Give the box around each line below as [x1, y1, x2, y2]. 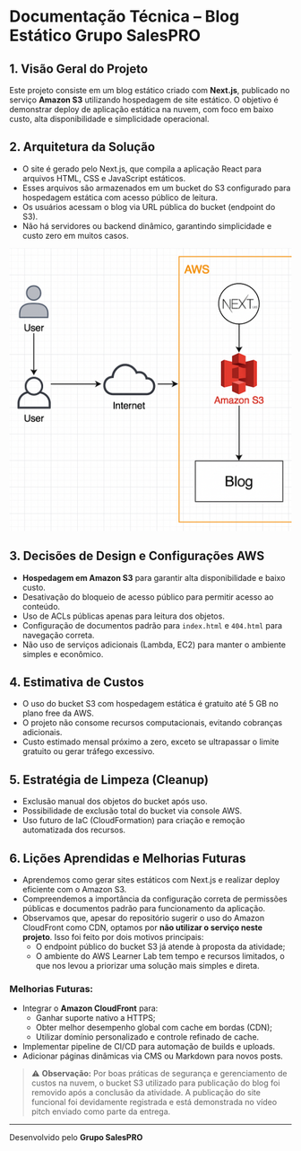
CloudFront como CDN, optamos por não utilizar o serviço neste [21, 922, 262, 933]
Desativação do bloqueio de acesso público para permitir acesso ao [21, 591, 274, 602]
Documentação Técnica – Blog [9, 6, 240, 27]
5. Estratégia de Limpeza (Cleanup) [9, 772, 209, 787]
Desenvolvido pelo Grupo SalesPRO [9, 1132, 143, 1143]
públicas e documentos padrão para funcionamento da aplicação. [21, 903, 266, 914]
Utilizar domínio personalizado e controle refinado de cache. [35, 1032, 260, 1042]
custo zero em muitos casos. [21, 230, 129, 241]
